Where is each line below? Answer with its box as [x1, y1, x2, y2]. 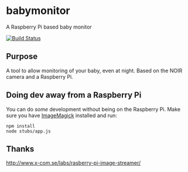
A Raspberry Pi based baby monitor [6, 23, 92, 30]
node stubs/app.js [6, 128, 51, 134]
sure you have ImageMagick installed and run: [6, 112, 117, 119]
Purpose [6, 51, 38, 62]
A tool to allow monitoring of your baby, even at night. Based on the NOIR [6, 67, 183, 74]
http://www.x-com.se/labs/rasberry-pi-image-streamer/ [6, 159, 141, 167]
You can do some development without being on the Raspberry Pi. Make [6, 106, 180, 113]
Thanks [6, 144, 35, 154]
